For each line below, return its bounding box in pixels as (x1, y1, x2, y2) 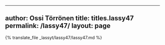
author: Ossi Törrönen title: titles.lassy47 (5, 14, 134, 22)
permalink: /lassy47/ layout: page (5, 22, 111, 30)
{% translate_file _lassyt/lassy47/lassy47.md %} (5, 34, 102, 40)
